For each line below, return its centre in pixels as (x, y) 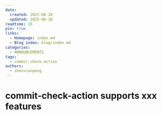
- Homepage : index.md (33, 38)
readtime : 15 (19, 24)
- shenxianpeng (26, 71)
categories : (18, 47)
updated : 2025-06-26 (31, 19)
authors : (14, 66)
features (23, 107)
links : (12, 33)
